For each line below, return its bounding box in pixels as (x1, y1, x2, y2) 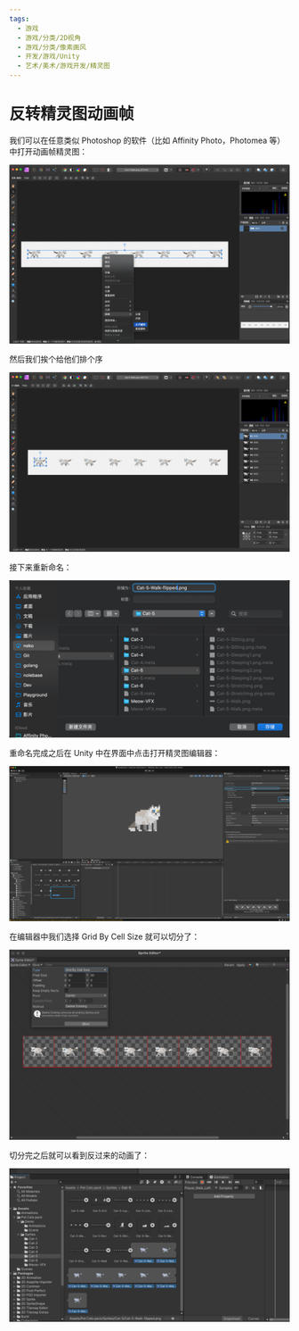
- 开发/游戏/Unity (17, 52, 80, 62)
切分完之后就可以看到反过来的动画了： (9, 1150, 149, 1160)
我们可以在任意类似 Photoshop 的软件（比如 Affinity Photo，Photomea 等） (9, 135, 286, 146)
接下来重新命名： (9, 562, 72, 572)
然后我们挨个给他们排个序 (9, 354, 103, 365)
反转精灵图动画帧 (9, 104, 135, 124)
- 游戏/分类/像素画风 (17, 43, 87, 52)
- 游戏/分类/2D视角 (17, 33, 82, 42)
